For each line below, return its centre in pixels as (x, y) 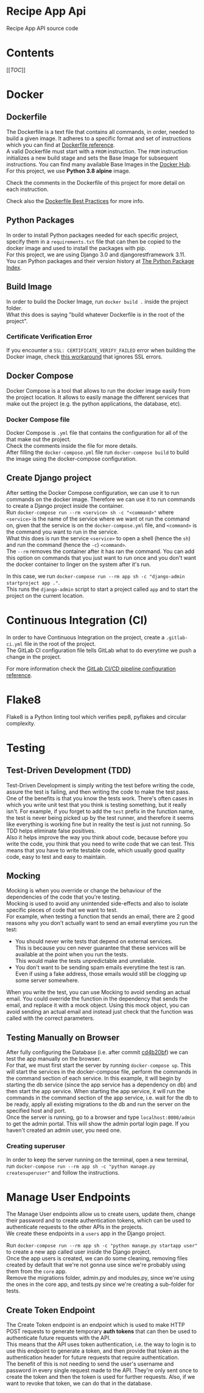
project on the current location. (45, 595)
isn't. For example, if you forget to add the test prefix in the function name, (100, 811)
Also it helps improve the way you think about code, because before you (97, 837)
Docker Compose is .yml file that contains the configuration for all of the (97, 433)
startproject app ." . (33, 582)
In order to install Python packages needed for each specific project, (92, 235)
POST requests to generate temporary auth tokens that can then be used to (101, 1331)
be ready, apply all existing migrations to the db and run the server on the (98, 1104)
